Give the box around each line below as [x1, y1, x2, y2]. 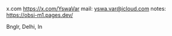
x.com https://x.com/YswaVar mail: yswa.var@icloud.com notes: [6, 5, 167, 12]
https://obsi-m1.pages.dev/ [6, 11, 74, 19]
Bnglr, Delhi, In [6, 23, 43, 30]
